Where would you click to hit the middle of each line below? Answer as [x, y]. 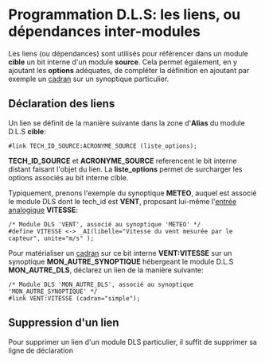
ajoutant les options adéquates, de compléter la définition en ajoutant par [129, 70]
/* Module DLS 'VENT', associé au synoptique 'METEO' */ [105, 224]
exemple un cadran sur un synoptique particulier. [89, 79]
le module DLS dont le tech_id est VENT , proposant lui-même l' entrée [123, 201]
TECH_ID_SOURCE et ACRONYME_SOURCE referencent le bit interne [123, 160]
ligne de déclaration [41, 350]
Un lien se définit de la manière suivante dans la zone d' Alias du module [127, 123]
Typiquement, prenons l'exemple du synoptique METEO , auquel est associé [132, 193]
